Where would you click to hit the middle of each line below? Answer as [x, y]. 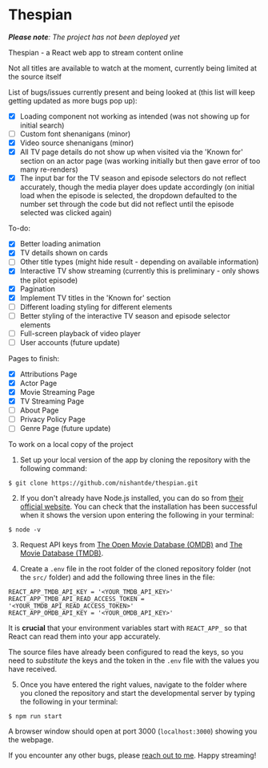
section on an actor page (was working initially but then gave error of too [140, 161]
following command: [54, 469]
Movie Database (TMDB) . [62, 553]
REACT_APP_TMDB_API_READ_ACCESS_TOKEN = [77, 599]
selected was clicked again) [66, 213]
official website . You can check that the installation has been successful [138, 506]
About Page [39, 410]
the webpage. [31, 740]
